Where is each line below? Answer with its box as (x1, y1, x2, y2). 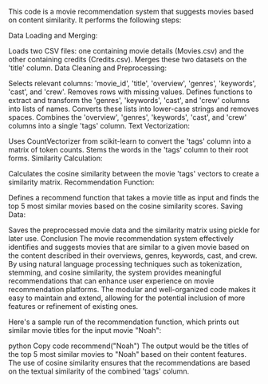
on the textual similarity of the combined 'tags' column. (8, 366, 190, 376)
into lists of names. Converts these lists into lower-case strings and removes (8, 104, 259, 113)
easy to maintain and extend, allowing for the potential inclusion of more (8, 293, 246, 303)
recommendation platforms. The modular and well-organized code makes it (8, 285, 257, 294)
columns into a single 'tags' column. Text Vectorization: (8, 121, 190, 130)
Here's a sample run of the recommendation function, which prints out (8, 317, 239, 327)
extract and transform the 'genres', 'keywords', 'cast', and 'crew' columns (8, 96, 250, 105)
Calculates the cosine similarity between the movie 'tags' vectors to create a (8, 169, 259, 178)
